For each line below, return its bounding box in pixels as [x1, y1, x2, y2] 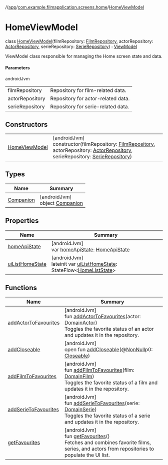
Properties [5, 217, 39, 225]
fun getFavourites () [64, 433, 110, 440]
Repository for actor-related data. [50, 95, 130, 102]
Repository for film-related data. [50, 87, 126, 94]
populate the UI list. [64, 452, 110, 459]
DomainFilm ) [64, 373, 94, 380]
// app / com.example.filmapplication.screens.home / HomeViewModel [5, 4, 144, 10]
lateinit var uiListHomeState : [51, 260, 117, 267]
